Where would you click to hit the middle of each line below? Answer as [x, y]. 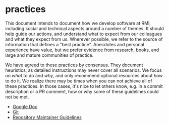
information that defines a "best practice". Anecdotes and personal [75, 44]
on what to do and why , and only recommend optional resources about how [84, 75]
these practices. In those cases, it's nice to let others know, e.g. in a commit [84, 86]
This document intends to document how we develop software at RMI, [78, 23]
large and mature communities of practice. [49, 55]
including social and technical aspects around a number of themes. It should [84, 28]
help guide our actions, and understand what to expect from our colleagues [84, 34]
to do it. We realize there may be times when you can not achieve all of [79, 81]
